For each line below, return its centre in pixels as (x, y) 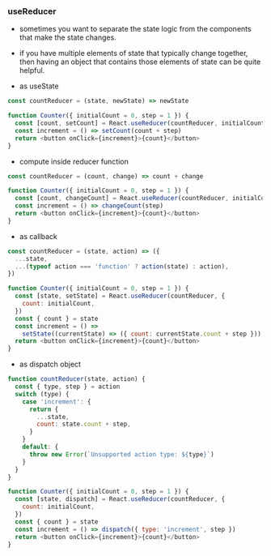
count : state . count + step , (84, 424)
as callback (38, 236)
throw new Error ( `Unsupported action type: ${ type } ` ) (122, 454)
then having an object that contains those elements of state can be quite (140, 62)
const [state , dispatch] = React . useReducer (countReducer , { (120, 499)
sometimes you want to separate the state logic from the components (135, 29)
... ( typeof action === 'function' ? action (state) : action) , (122, 266)
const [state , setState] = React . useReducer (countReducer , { (120, 296)
